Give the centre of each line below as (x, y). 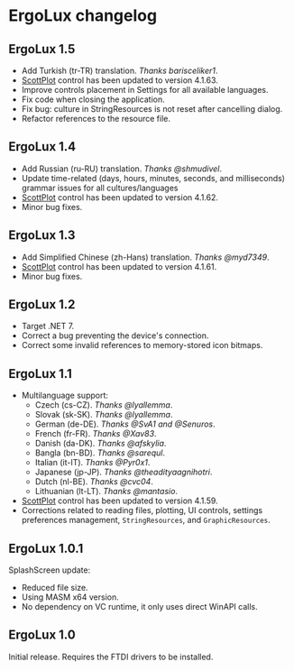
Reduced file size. (55, 588)
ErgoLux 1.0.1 (46, 548)
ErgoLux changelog (83, 16)
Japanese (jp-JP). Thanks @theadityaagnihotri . (124, 472)
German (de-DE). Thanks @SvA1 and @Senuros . (125, 424)
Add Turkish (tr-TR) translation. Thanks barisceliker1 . (119, 70)
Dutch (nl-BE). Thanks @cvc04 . (94, 482)
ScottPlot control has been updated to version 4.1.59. (119, 501)
